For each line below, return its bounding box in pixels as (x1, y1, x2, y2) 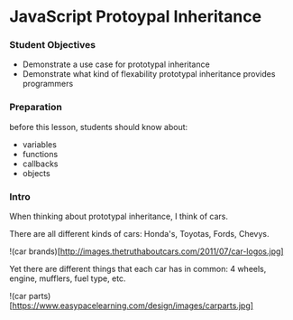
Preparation (9, 101, 63, 114)
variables (22, 138, 57, 150)
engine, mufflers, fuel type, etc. (9, 273, 126, 284)
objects (22, 167, 51, 178)
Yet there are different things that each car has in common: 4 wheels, (9, 264, 267, 275)
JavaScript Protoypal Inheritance (9, 6, 262, 27)
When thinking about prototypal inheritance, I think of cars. (9, 211, 228, 222)
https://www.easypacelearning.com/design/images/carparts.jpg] (12, 300, 254, 311)
